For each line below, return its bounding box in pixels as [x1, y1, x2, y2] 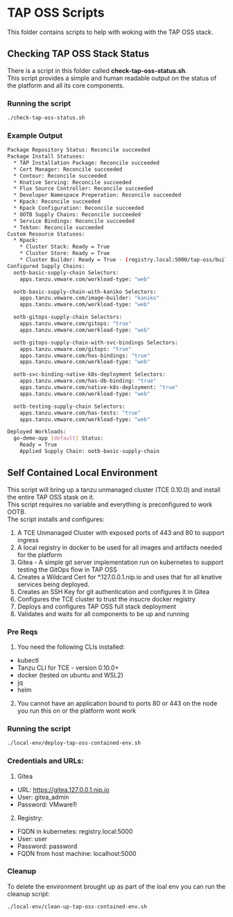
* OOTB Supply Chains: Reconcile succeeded [13, 210, 141, 218]
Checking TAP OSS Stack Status [7, 48, 150, 60]
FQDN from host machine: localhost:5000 [17, 849, 137, 857]
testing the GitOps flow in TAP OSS [17, 565, 118, 574]
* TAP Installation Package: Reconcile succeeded [13, 159, 159, 166]
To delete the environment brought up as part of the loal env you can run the [7, 882, 226, 891]
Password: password [17, 842, 78, 850]
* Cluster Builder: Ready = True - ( [19, 256, 129, 263]
